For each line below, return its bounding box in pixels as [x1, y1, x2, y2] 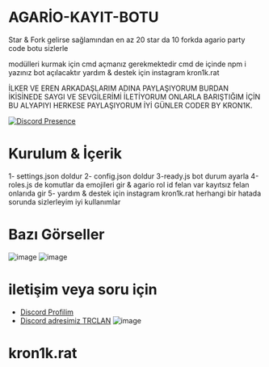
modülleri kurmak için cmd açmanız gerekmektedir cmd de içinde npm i [8, 59, 246, 69]
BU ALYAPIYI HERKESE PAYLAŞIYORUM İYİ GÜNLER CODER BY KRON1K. [8, 100, 253, 110]
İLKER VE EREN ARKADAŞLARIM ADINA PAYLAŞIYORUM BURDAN [8, 83, 229, 93]
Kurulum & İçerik [8, 145, 123, 163]
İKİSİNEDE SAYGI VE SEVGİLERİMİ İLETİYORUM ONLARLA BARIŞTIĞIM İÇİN [8, 91, 261, 101]
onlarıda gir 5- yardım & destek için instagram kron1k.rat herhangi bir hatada [8, 188, 261, 198]
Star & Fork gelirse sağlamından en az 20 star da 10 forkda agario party [8, 35, 246, 44]
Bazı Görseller [8, 226, 105, 244]
